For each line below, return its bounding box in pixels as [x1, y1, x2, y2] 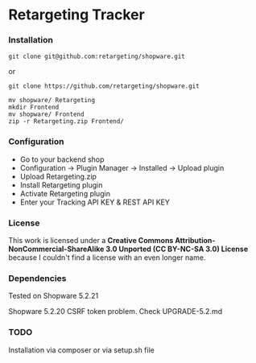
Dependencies [8, 273, 67, 283]
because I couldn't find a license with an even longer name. [8, 253, 206, 262]
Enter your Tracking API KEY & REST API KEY [19, 197, 171, 207]
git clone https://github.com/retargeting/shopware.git [8, 82, 200, 90]
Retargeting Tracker [8, 6, 145, 24]
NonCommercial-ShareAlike [8, 244, 105, 254]
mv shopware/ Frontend [8, 110, 85, 118]
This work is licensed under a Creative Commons [8, 236, 174, 245]
